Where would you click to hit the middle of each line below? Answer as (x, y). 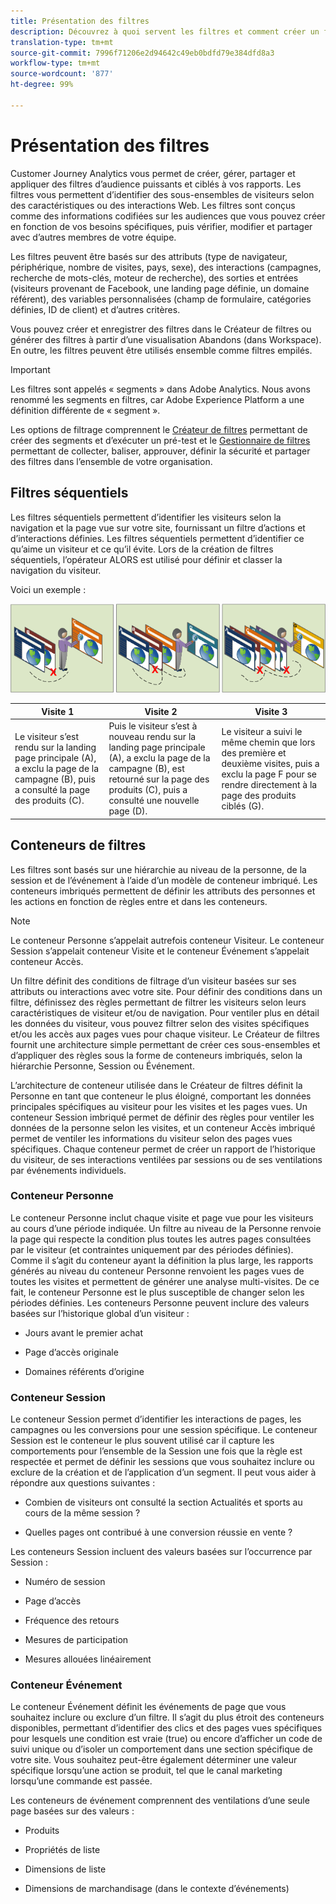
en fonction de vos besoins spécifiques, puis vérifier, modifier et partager (161, 226)
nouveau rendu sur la (152, 737)
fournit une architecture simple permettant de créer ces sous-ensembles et (165, 1044)
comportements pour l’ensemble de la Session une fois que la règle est (156, 1451)
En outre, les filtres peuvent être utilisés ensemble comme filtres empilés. (161, 350)
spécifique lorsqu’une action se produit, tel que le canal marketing (146, 1771)
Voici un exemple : (48, 589)
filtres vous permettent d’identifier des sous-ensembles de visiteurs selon (162, 194)
